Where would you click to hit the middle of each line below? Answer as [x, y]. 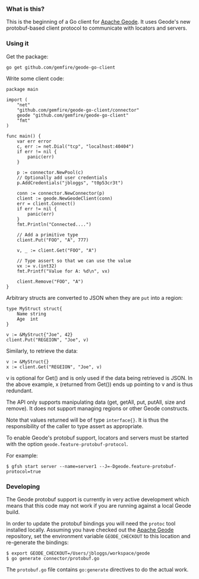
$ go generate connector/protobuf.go [53, 558]
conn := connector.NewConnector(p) [61, 193]
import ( [17, 100]
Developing [23, 486]
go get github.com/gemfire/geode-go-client [61, 67]
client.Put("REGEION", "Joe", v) [48, 340]
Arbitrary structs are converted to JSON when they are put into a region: [94, 298]
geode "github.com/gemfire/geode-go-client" [73, 115]
